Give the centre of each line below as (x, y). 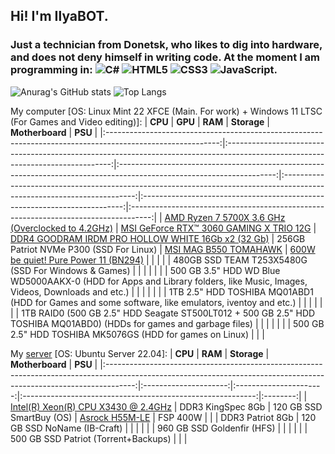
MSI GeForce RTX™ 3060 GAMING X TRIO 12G (216, 228)
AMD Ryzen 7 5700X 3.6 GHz (225, 217)
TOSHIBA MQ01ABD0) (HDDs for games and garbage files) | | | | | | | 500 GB (167, 323)
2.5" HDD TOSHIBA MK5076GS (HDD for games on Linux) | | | (137, 334)
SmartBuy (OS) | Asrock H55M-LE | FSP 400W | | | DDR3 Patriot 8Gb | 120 (163, 417)
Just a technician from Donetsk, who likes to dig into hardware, (166, 45)
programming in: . (144, 70)
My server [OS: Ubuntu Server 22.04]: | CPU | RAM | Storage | (140, 353)
